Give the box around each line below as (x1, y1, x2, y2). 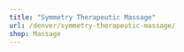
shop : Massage (9, 29, 62, 38)
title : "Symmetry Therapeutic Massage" (9, 12, 157, 22)
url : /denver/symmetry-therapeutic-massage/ (9, 21, 176, 30)
